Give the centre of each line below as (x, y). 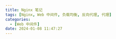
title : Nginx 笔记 (24, 10)
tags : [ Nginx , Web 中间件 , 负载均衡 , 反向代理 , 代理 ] (59, 15)
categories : (18, 19)
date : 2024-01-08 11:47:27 (34, 29)
